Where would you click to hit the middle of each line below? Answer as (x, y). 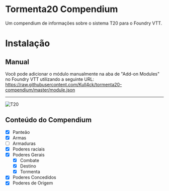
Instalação (28, 43)
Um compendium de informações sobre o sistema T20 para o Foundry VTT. (84, 23)
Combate (29, 160)
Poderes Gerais (28, 155)
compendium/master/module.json (40, 90)
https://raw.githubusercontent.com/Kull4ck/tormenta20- (64, 84)
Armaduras (24, 143)
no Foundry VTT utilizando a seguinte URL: (50, 79)
